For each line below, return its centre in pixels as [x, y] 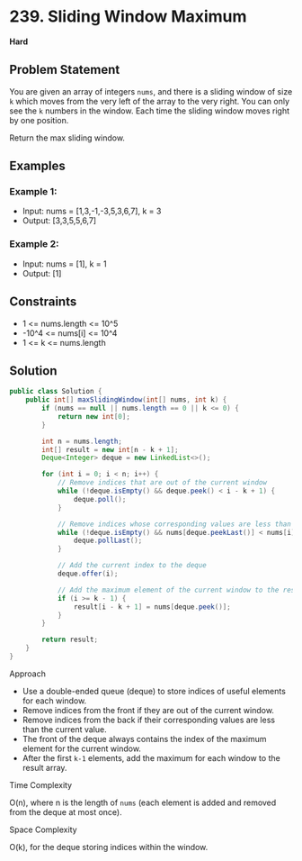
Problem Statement [65, 70]
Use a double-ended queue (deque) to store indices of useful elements [154, 691]
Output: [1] [42, 273]
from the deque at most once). [66, 811]
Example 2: [34, 244]
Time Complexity [41, 784]
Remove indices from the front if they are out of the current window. [148, 710]
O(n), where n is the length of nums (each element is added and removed [143, 802]
